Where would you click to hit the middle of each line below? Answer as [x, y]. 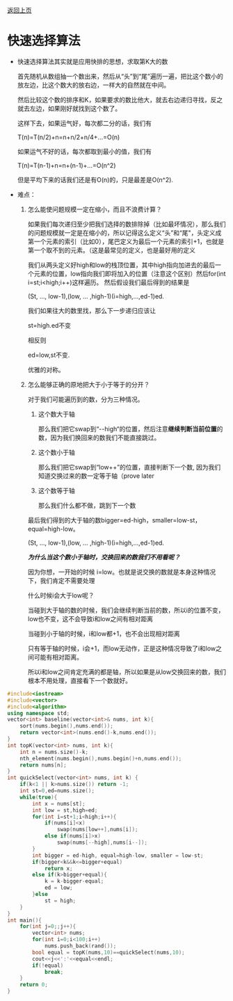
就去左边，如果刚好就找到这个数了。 [69, 108]
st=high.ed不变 [49, 325]
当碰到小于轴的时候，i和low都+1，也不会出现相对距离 [104, 633]
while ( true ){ [39, 797]
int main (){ [24, 920]
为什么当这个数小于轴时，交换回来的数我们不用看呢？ [104, 557]
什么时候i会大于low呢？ [61, 595]
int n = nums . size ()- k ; [54, 752]
